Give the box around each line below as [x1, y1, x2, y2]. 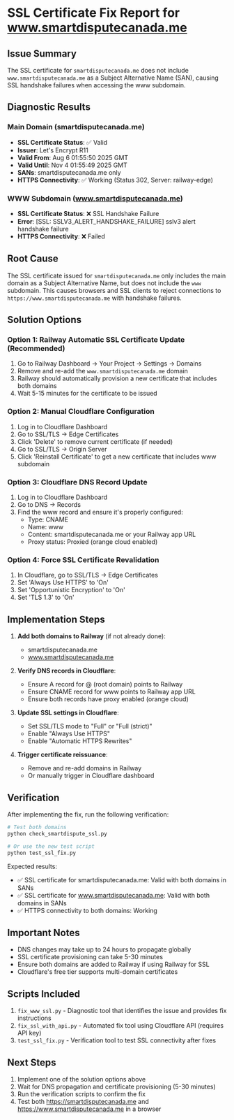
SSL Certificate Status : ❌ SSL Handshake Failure [17, 209, 159, 217]
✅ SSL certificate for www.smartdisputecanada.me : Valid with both [17, 891, 210, 899]
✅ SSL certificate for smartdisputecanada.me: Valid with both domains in [17, 875, 227, 884]
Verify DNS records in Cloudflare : [17, 666, 116, 675]
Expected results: [7, 862, 58, 870]
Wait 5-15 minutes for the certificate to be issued [17, 389, 158, 398]
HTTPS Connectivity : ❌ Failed [17, 232, 106, 240]
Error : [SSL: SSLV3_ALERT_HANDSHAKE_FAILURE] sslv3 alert [17, 217, 196, 225]
